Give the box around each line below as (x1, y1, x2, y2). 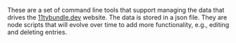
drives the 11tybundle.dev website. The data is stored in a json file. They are (7, 13, 228, 21)
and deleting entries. (7, 28, 68, 36)
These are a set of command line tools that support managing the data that (7, 6, 225, 14)
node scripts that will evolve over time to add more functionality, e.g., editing (7, 21, 230, 28)
